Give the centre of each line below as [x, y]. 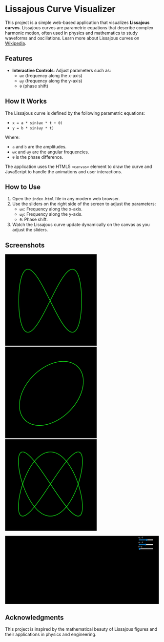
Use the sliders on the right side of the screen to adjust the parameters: [84, 204]
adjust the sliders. [30, 230]
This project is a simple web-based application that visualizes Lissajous [77, 22]
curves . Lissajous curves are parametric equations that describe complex [79, 27]
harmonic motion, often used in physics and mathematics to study [72, 33]
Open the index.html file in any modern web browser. [66, 199]
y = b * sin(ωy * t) [33, 128]
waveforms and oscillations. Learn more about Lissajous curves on [72, 38]
